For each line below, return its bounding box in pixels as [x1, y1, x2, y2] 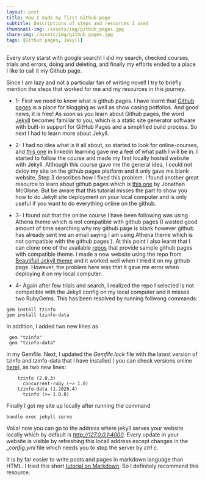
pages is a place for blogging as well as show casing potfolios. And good [15, 104, 199, 110]
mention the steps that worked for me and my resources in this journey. [6, 85, 186, 92]
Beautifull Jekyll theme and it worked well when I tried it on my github [15, 257, 190, 264]
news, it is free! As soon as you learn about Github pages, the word [15, 110, 184, 117]
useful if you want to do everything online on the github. [15, 200, 157, 207]
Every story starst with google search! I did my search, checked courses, [6, 54, 190, 61]
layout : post [6, 9, 40, 15]
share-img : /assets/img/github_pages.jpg [6, 32, 113, 38]
